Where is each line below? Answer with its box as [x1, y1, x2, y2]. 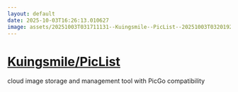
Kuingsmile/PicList [7, 53, 120, 70]
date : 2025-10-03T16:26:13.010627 [7, 17, 110, 24]
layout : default [7, 10, 55, 18]
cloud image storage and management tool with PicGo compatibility [7, 77, 205, 85]
